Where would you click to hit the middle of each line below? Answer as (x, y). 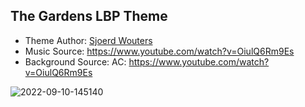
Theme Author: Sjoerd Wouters (88, 40)
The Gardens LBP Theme (89, 16)
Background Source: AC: (75, 61)
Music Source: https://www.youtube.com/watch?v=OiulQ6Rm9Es (159, 51)
